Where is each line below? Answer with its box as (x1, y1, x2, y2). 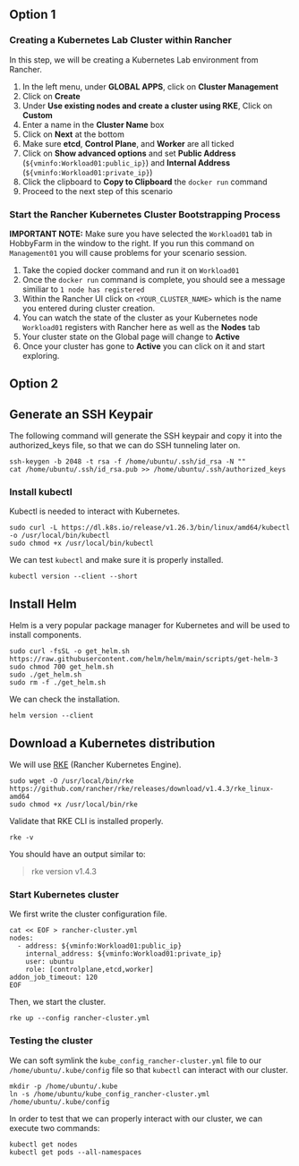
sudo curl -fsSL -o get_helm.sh (9, 647, 130, 656)
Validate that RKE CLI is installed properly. (9, 816, 164, 827)
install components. (9, 630, 82, 641)
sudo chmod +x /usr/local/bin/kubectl (9, 539, 154, 549)
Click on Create (21, 90, 81, 101)
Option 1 (9, 7, 56, 22)
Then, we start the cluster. (9, 997, 106, 1008)
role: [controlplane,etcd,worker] (25, 966, 154, 975)
